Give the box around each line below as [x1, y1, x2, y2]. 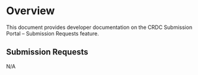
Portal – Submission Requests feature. [6, 30, 99, 37]
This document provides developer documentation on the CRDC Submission [6, 24, 193, 31]
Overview [6, 4, 55, 18]
